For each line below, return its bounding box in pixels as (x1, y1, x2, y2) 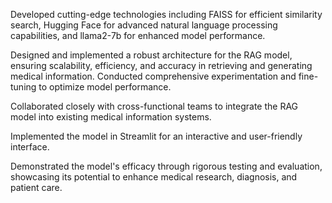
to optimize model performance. (38, 81, 172, 93)
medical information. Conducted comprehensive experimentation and (10, 70, 297, 82)
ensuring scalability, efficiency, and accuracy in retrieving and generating (10, 60, 313, 71)
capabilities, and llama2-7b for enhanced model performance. (10, 30, 266, 41)
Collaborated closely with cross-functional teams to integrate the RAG (10, 100, 299, 112)
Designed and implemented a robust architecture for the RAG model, (10, 49, 293, 61)
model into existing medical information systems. (10, 111, 212, 123)
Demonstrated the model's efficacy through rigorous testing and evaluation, (10, 160, 323, 172)
